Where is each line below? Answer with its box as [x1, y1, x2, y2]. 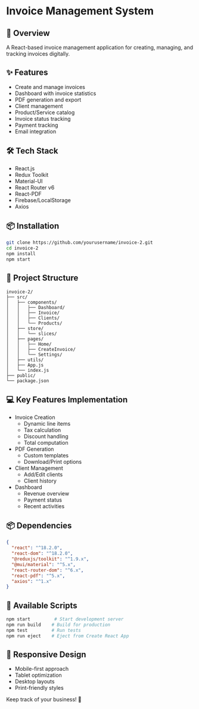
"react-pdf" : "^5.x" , [11, 573, 66, 579]
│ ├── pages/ [6, 336, 44, 342]
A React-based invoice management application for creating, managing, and [6, 44, 194, 51]
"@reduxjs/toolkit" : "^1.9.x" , [11, 556, 89, 562]
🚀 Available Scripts [6, 600, 77, 610]
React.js [14, 164, 35, 172]
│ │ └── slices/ [6, 331, 58, 337]
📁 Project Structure [6, 273, 79, 283]
